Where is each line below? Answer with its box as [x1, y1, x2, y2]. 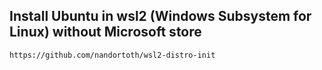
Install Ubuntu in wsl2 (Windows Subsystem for [9, 8, 312, 25]
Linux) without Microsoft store [9, 24, 202, 41]
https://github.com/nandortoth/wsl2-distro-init [9, 50, 216, 60]
